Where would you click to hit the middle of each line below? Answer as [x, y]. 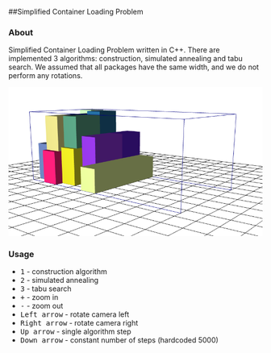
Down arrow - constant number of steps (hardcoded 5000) [119, 340]
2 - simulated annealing [59, 280]
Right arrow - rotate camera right [79, 323]
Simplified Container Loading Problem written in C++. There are [114, 50]
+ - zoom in [39, 297]
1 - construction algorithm [63, 272]
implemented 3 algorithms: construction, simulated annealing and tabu [126, 59]
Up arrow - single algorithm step [75, 332]
